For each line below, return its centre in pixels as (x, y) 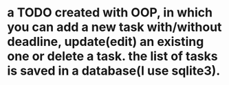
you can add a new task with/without (115, 27)
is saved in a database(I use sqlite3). (114, 71)
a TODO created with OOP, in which (110, 13)
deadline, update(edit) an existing (106, 42)
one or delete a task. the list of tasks (112, 57)
